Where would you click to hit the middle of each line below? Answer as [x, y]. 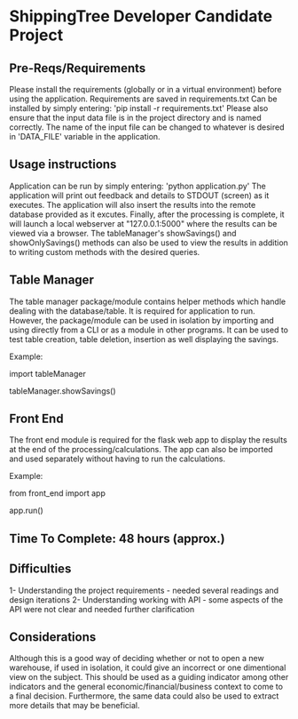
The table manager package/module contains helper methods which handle [148, 301]
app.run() [27, 511]
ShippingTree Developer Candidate [141, 16]
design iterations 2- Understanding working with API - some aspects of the [146, 599]
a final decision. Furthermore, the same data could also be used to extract [144, 696]
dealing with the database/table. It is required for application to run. [132, 311]
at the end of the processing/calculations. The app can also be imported [141, 450]
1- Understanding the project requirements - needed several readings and [144, 590]
